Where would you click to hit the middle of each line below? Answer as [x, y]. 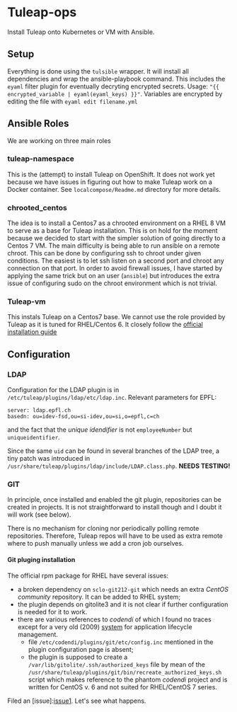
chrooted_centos [37, 207]
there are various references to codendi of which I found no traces [115, 619]
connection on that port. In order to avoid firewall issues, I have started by [115, 268]
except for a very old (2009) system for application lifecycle [105, 626]
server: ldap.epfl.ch [39, 410]
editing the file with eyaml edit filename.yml [73, 101]
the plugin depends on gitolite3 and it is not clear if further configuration [123, 604]
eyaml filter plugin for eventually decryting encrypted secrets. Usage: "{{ [113, 86]
